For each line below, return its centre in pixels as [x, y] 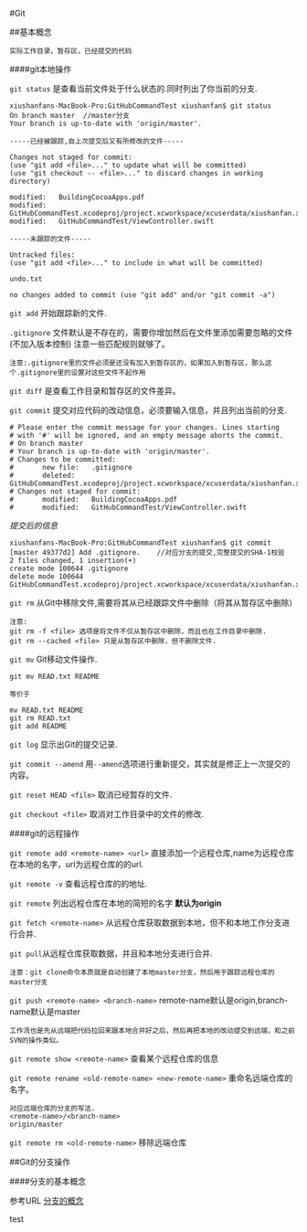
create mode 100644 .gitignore [69, 568]
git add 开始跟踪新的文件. [58, 313]
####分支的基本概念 [48, 1181]
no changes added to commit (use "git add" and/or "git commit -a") [143, 295]
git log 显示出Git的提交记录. [64, 744]
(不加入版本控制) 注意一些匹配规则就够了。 [90, 344]
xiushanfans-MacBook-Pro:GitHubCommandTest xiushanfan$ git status [141, 106]
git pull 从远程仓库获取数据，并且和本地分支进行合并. [111, 953]
